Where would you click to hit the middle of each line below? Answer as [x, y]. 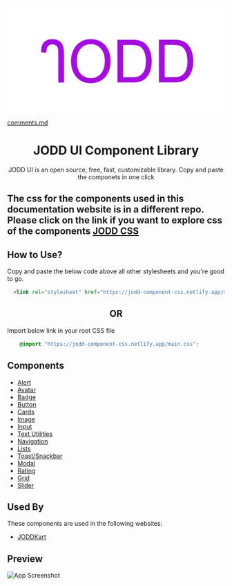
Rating [26, 470]
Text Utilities [35, 434]
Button [27, 404]
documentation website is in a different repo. [106, 210]
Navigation [32, 441]
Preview [25, 559]
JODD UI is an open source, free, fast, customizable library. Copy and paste [116, 170]
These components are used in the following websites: [85, 524]
